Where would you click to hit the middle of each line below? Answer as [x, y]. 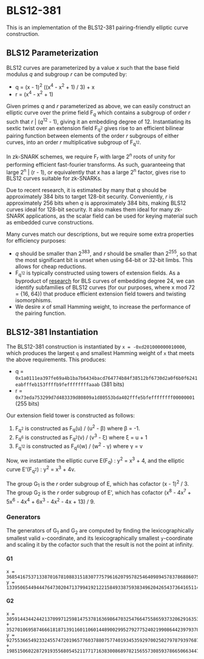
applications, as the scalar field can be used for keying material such [112, 216]
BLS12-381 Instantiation [52, 332]
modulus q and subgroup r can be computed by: [67, 74]
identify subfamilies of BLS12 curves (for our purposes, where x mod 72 [105, 287]
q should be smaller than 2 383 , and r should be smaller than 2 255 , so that [106, 253]
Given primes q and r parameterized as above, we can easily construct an [99, 106]
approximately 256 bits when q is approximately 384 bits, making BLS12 [96, 203]
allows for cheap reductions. [51, 266]
